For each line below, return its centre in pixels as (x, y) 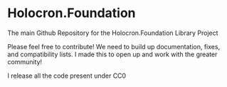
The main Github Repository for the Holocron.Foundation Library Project (113, 33)
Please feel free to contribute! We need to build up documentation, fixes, (114, 46)
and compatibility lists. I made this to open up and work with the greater (112, 54)
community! (25, 61)
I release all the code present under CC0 (67, 76)
